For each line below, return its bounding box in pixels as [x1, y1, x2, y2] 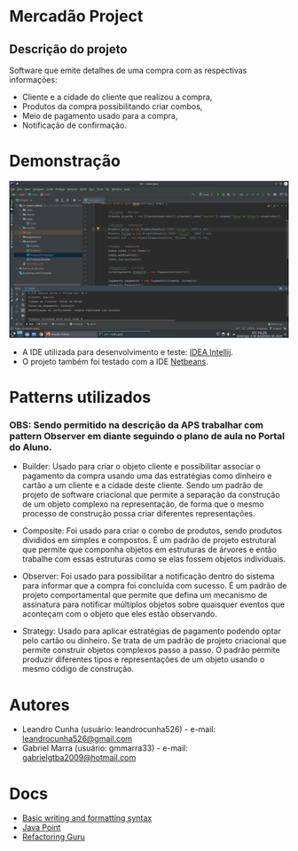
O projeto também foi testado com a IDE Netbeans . [21, 356, 208, 366]
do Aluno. [9, 441, 52, 453]
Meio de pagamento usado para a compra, [21, 111, 178, 121]
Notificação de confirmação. [21, 120, 127, 130]
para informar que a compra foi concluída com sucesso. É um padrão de [21, 580, 287, 591]
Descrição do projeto [9, 42, 128, 57]
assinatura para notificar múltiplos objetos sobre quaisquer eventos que [21, 599, 286, 610]
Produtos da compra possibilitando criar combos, [21, 101, 203, 112]
